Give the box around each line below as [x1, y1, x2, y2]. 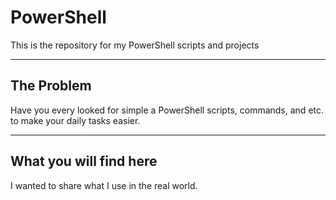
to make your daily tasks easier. [10, 114, 141, 126]
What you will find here [10, 153, 158, 170]
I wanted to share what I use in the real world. [10, 179, 198, 191]
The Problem [10, 77, 92, 95]
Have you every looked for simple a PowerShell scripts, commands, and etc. [10, 104, 325, 116]
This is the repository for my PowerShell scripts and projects [10, 39, 260, 51]
